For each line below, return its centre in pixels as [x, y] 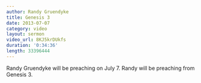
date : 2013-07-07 [28, 23]
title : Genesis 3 [28, 17]
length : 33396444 [28, 51]
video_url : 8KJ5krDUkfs [36, 40]
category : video [27, 29]
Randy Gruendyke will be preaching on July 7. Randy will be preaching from [100, 68]
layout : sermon [25, 34]
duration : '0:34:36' [32, 46]
